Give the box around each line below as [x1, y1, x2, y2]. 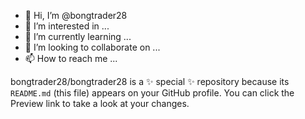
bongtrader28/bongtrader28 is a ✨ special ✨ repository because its [10, 76, 290, 87]
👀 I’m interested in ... [24, 20, 110, 32]
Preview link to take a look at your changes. [10, 98, 190, 109]
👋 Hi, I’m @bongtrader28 [24, 10, 128, 21]
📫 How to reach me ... [24, 53, 118, 64]
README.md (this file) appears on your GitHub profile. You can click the [10, 87, 295, 99]
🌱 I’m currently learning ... [24, 31, 132, 42]
